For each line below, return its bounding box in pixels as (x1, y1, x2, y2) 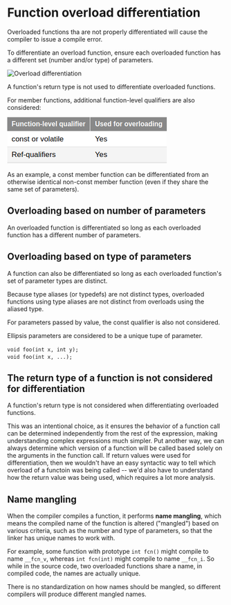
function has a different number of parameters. (7, 230, 141, 239)
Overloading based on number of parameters (7, 205, 206, 217)
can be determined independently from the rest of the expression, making (7, 429, 218, 438)
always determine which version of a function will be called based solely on (7, 444, 223, 452)
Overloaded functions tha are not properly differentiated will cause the (7, 28, 208, 36)
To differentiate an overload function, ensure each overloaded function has (7, 48, 221, 57)
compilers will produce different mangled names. (7, 590, 147, 599)
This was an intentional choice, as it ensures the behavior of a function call (7, 422, 220, 430)
